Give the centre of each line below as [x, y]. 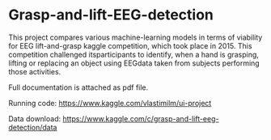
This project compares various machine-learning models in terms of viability [135, 37]
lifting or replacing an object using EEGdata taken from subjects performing [134, 63]
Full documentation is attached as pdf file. [78, 87]
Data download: [35, 118]
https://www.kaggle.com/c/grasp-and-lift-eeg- [141, 118]
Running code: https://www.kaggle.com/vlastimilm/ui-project [110, 103]
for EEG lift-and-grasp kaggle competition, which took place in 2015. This [130, 45]
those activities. [35, 71]
